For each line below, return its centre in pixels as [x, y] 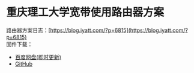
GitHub [24, 63]
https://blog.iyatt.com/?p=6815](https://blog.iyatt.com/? [119, 30]
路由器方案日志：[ [29, 30]
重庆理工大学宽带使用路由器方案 [85, 12]
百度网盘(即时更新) [38, 57]
